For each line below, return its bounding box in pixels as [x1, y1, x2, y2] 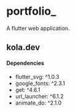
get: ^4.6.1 [15, 86, 41, 93]
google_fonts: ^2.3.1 [15, 80, 66, 87]
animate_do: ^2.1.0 [15, 99, 62, 106]
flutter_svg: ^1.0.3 [15, 73, 59, 80]
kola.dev [6, 42, 40, 53]
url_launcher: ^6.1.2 [15, 92, 64, 100]
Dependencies [6, 59, 45, 67]
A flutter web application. [6, 24, 70, 32]
